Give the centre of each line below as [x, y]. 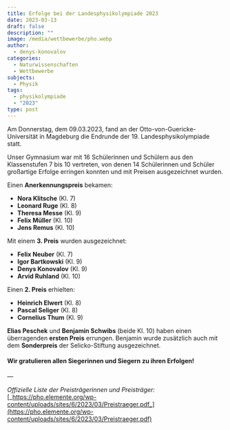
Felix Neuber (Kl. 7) [45, 254]
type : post [23, 109]
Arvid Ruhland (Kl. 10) [49, 276]
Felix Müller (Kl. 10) [45, 220]
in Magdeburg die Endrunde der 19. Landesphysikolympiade [124, 136]
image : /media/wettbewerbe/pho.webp [60, 39]
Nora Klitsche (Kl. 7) [46, 198]
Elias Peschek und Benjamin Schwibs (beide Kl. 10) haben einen [99, 330]
